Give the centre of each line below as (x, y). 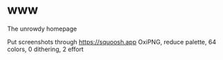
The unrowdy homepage (42, 29)
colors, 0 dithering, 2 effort (46, 49)
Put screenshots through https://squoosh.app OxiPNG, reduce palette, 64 (111, 42)
